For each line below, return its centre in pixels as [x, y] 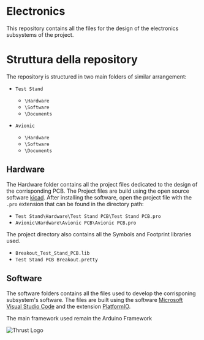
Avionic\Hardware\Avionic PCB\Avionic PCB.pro [76, 223]
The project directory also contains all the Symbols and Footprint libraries [99, 234]
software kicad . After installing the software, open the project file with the [99, 197]
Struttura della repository [72, 60]
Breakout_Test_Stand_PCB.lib [52, 253]
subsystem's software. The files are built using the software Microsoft [95, 299]
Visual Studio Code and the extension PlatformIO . [69, 306]
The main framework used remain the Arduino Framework [79, 318]
